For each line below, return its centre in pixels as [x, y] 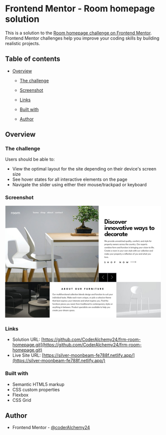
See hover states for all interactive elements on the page [70, 179]
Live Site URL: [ [28, 355]
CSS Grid [21, 400]
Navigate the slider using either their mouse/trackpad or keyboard [79, 185]
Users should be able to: [30, 160]
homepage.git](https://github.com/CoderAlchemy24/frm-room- [77, 345]
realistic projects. [23, 43]
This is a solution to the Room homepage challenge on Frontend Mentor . [79, 33]
